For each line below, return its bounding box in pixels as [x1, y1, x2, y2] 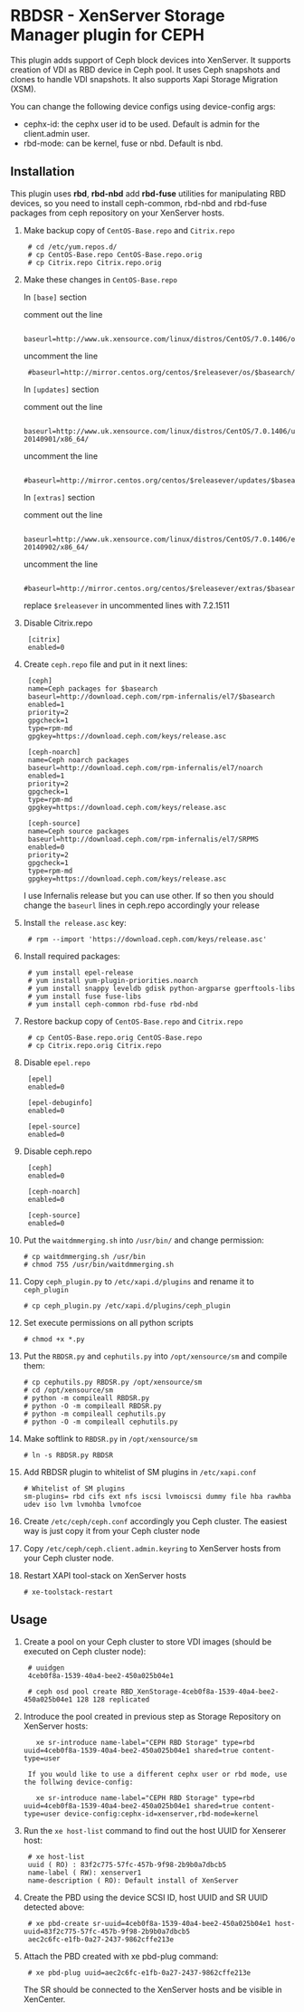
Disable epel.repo [23, 1056, 91, 1068]
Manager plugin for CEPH [10, 24, 204, 45]
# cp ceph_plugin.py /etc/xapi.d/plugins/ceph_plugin [23, 1301, 231, 1311]
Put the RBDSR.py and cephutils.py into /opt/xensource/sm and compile [23, 1350, 288, 1361]
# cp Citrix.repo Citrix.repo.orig [27, 258, 162, 267]
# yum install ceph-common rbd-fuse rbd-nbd [27, 999, 198, 1009]
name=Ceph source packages [27, 826, 129, 835]
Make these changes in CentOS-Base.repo [23, 273, 177, 285]
